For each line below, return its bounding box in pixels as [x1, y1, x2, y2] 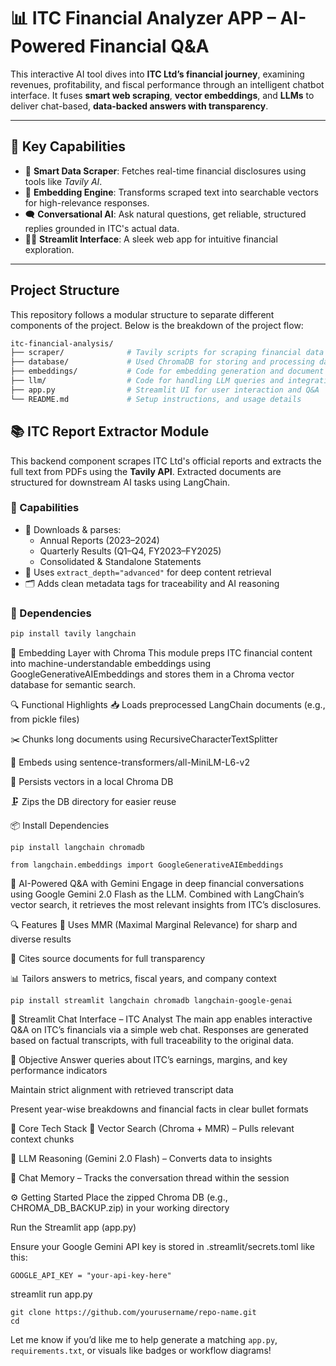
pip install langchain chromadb [10, 842, 145, 852]
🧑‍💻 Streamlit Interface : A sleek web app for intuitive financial [24, 233, 278, 245]
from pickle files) [10, 713, 80, 725]
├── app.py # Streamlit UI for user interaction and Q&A [10, 385, 320, 395]
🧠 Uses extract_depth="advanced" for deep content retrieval [24, 566, 272, 578]
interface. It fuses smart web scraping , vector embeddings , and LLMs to [10, 89, 315, 101]
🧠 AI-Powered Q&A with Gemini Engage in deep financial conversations [10, 877, 305, 889]
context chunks [10, 1133, 75, 1145]
